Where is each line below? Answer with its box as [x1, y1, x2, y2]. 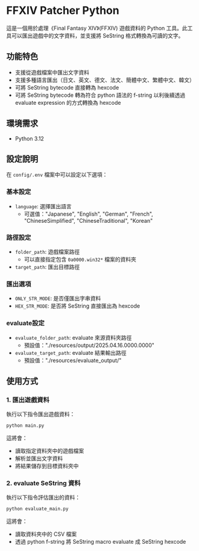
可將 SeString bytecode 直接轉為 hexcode [14, 84, 119, 91]
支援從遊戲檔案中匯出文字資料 [14, 68, 89, 76]
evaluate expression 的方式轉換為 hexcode [14, 99, 121, 106]
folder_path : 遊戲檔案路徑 [14, 248, 80, 255]
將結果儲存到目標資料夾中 [14, 463, 79, 470]
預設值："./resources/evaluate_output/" [24, 357, 122, 364]
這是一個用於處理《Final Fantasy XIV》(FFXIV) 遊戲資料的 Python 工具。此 [6, 24, 188, 31]
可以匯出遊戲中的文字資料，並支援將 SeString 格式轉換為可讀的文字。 [11, 31, 184, 39]
